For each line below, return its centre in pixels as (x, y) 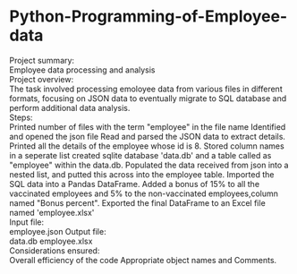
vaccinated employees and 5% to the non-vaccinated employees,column (144, 193)
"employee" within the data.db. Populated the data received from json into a (149, 165)
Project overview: (42, 79)
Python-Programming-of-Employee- (148, 17)
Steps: (21, 117)
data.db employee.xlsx (51, 241)
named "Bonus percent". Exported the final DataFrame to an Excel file (137, 202)
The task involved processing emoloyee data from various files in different (146, 89)
